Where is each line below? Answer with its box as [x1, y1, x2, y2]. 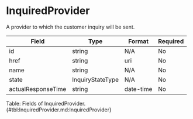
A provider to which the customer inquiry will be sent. [6, 23, 135, 30]
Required [157, 37, 184, 45]
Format [128, 37, 149, 45]
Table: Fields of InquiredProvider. [6, 100, 86, 107]
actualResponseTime [9, 85, 67, 93]
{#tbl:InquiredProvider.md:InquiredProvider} [6, 106, 112, 113]
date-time [124, 85, 153, 93]
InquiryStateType [72, 75, 119, 83]
